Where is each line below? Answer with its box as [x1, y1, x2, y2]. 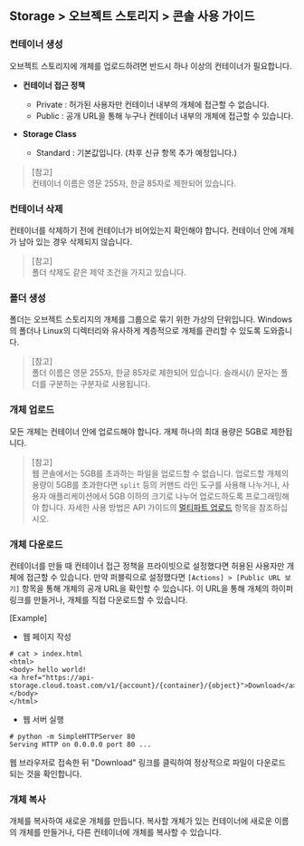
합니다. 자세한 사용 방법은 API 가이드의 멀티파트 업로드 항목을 [41, 501, 257, 512]
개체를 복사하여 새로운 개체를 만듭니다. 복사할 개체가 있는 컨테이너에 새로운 [9, 815, 273, 827]
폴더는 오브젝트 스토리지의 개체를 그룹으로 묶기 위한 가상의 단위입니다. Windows [9, 314, 292, 325]
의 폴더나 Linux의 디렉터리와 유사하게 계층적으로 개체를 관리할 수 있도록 [9, 326, 261, 336]
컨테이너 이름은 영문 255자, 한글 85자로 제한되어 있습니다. [31, 178, 237, 189]
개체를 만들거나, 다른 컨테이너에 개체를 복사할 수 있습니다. [18, 827, 222, 838]
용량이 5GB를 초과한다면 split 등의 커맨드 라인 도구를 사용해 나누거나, [31, 479, 280, 490]
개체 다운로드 [9, 538, 63, 550]
